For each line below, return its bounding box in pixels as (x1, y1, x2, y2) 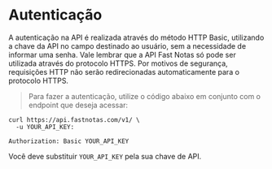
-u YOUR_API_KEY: (15, 123, 75, 131)
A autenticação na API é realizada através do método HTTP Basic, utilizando (8, 32, 265, 42)
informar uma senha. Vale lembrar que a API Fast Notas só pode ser (8, 50, 236, 59)
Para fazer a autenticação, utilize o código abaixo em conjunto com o (28, 91, 261, 101)
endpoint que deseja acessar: (28, 100, 129, 110)
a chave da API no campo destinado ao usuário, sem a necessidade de (8, 41, 247, 50)
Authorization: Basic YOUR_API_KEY (8, 136, 129, 145)
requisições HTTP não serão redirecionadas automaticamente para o (8, 67, 240, 76)
